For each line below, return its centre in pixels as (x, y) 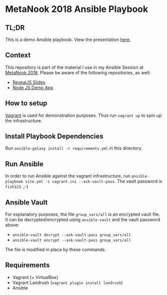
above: (12, 225)
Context (18, 55)
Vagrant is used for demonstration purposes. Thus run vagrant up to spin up (83, 115)
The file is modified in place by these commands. (56, 250)
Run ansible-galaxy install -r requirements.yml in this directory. (74, 148)
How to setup (26, 103)
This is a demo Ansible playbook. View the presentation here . (68, 39)
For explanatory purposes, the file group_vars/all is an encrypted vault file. (83, 214)
